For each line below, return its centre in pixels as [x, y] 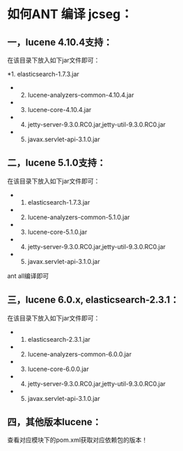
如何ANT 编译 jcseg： [70, 14]
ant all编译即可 [28, 276]
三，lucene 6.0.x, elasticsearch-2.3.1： [93, 300]
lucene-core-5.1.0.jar [57, 232]
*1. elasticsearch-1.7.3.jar [43, 74]
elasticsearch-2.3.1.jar [59, 339]
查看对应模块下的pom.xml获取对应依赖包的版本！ [78, 440]
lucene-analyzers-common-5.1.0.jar [79, 217]
